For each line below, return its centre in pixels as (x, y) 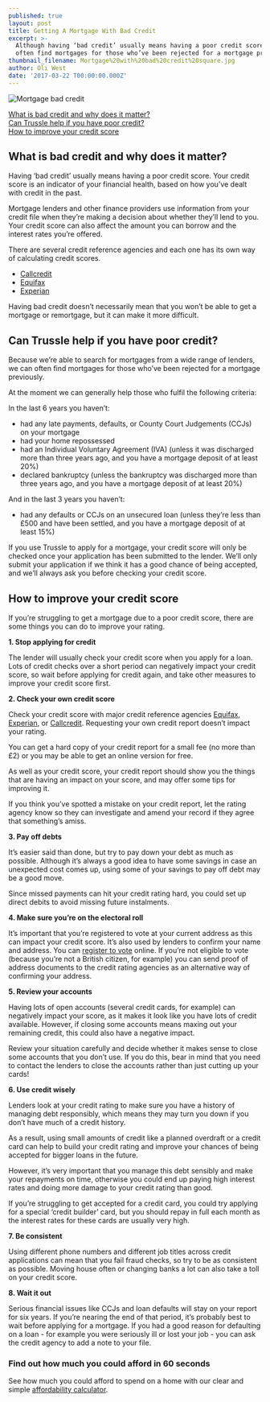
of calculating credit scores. (55, 258)
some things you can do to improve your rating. (87, 627)
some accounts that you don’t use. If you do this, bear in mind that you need (135, 1057)
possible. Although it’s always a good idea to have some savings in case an (133, 861)
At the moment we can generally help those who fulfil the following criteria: (133, 393)
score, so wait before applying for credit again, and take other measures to (132, 675)
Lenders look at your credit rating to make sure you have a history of (122, 1105)
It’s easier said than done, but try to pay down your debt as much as (121, 852)
